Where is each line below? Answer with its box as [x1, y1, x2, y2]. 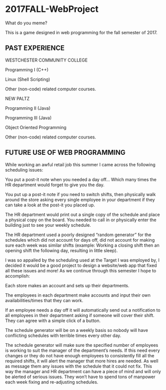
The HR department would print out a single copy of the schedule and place [5, 211, 160, 217]
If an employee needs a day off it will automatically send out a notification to [5, 307, 161, 313]
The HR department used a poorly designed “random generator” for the [5, 232, 152, 238]
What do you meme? [5, 20, 48, 26]
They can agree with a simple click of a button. [5, 318, 101, 324]
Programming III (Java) [5, 115, 52, 121]
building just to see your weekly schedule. [5, 222, 91, 228]
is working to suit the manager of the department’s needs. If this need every [5, 347, 160, 353]
